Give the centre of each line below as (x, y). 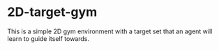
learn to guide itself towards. (48, 38)
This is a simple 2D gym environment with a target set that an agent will (110, 31)
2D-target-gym (52, 12)
